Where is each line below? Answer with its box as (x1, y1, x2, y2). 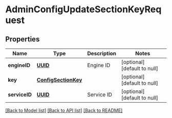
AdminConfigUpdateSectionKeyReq (5, 4, 162, 15)
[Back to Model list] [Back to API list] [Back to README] (5, 107, 123, 113)
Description (87, 50, 117, 57)
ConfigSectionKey (36, 77, 82, 83)
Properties (5, 35, 40, 43)
